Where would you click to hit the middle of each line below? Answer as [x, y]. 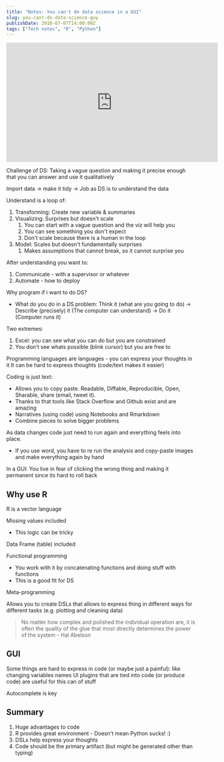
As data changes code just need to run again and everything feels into [94, 432]
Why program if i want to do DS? [47, 293]
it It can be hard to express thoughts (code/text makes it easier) [85, 365]
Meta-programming [31, 592]
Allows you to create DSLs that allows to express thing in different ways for [99, 604]
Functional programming [37, 556]
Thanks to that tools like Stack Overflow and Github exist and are [96, 402]
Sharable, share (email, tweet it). [55, 395]
